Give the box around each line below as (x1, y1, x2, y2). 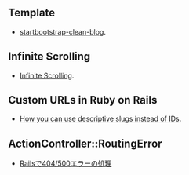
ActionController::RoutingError (8, 137, 162, 150)
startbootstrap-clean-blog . (19, 27, 106, 36)
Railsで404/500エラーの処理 (19, 159, 112, 168)
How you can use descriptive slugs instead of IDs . (19, 114, 182, 124)
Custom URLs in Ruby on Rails (8, 93, 158, 107)
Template (8, 6, 56, 20)
